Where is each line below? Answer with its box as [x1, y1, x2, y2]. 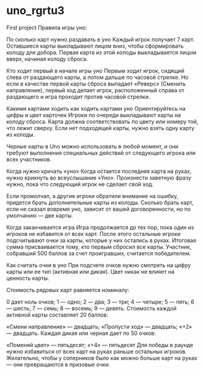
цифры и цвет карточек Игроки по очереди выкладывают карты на [6, 111, 181, 119]
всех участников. [6, 155, 52, 163]
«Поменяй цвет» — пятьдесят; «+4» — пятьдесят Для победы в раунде [6, 341, 194, 348]
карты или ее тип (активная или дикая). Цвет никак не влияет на [6, 268, 175, 275]
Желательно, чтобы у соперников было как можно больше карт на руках [6, 354, 198, 361]
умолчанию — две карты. [6, 211, 73, 219]
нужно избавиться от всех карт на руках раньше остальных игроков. [6, 348, 187, 355]
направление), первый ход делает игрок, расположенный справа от [6, 86, 185, 94]
